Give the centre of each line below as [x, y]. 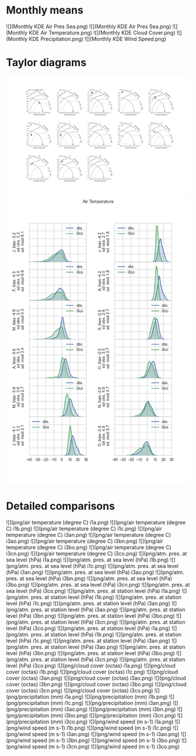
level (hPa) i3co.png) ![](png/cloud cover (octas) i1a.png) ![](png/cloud [91, 665]
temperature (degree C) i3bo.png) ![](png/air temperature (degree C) [89, 547]
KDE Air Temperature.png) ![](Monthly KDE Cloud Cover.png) [102, 32]
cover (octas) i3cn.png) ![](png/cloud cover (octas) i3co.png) [80, 690]
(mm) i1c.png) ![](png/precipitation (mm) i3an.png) [111, 703]
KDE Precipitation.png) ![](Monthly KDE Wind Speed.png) [98, 39]
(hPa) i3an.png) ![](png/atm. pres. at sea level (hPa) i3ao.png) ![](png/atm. [95, 572]
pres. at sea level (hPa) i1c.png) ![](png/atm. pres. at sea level [105, 566]
